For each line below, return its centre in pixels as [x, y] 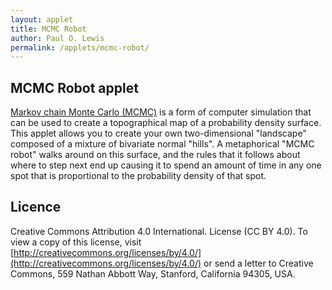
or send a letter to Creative [258, 263]
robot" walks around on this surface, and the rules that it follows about [155, 155]
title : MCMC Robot [48, 29]
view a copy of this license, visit [76, 242]
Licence [36, 207]
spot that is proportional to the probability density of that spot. [138, 176]
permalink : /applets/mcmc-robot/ [80, 47]
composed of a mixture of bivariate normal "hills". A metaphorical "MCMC [162, 144]
